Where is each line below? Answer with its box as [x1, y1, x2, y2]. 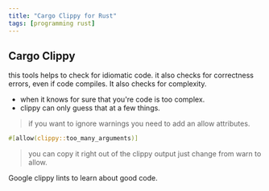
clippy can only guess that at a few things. [19, 103, 161, 113]
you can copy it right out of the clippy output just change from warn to [27, 149, 262, 159]
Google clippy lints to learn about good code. [8, 173, 159, 183]
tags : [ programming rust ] [8, 19, 95, 27]
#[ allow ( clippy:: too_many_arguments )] [8, 135, 139, 143]
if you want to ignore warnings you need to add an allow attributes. [27, 118, 250, 129]
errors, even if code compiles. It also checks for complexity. [8, 79, 207, 89]
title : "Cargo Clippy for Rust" [8, 11, 117, 20]
